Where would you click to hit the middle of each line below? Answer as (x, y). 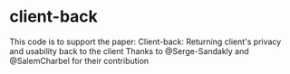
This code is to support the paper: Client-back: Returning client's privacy (145, 42)
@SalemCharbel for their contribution (79, 60)
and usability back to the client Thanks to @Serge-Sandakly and (129, 51)
